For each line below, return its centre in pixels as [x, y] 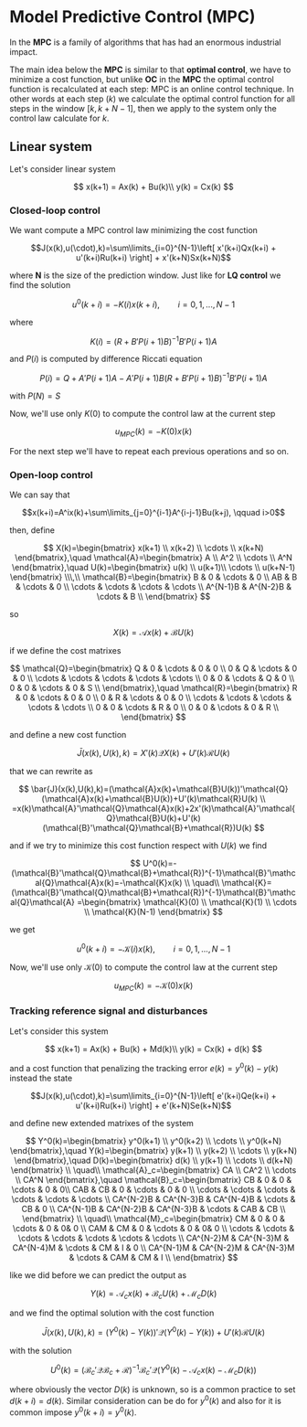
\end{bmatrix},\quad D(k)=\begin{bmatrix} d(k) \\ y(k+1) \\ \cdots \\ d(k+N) [153, 1160]
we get [22, 930]
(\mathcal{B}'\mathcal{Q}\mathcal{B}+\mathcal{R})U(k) [148, 828]
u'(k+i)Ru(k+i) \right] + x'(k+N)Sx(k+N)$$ [153, 258]
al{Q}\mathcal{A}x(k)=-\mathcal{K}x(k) [109, 883]
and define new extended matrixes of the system [102, 1123]
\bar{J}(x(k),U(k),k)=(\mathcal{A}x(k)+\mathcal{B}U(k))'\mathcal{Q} [160, 789]
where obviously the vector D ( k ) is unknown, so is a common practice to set [153, 1390]
